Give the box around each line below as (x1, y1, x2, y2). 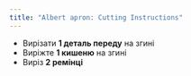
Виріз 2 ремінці (22, 56, 84, 67)
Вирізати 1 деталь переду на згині (22, 38, 155, 48)
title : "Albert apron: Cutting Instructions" (9, 13, 183, 22)
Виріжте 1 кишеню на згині (22, 46, 127, 58)
